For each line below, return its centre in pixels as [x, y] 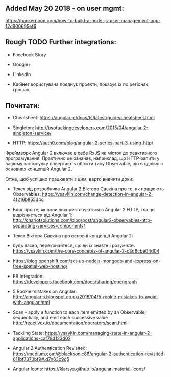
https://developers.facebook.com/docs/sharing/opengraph [75, 282]
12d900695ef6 [21, 26]
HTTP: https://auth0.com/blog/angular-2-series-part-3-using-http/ [83, 143]
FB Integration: [28, 276]
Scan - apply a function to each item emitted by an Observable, [79, 312]
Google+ [22, 64]
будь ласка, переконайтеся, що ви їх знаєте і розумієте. [74, 246]
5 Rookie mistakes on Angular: [45, 292]
